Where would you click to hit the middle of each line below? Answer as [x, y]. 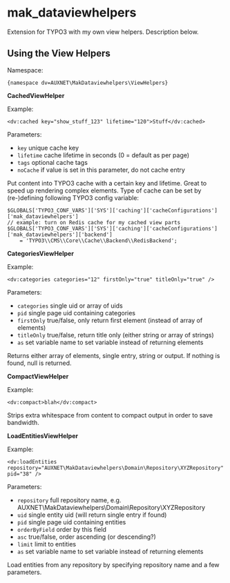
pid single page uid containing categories [76, 313]
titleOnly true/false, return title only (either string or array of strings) [115, 335]
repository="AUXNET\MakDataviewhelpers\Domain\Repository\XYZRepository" [116, 468]
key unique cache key [48, 148]
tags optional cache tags [52, 162]
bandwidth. [23, 422]
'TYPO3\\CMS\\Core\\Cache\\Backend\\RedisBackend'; [101, 240]
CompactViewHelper [38, 376]
